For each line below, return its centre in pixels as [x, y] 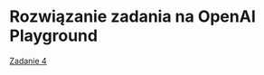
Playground [53, 36]
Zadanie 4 [28, 61]
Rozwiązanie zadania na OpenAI [132, 17]
